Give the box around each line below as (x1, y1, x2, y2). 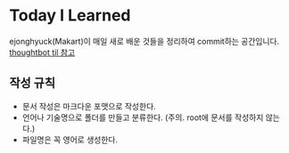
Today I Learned (9, 5, 131, 26)
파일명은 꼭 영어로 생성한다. (21, 134, 119, 145)
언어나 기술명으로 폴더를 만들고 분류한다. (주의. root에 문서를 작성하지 (21, 112, 264, 123)
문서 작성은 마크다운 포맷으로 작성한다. (21, 101, 156, 111)
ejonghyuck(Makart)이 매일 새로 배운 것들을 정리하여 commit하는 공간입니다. (9, 36, 280, 46)
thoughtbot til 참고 (9, 46, 76, 58)
